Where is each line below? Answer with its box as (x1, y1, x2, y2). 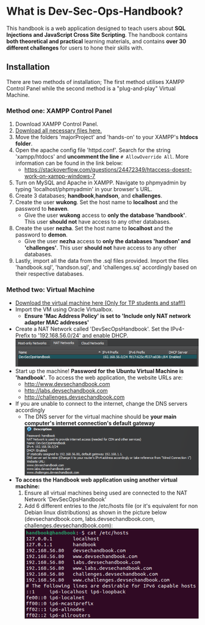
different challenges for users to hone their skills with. (6, 44, 144, 51)
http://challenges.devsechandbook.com (24, 393, 125, 401)
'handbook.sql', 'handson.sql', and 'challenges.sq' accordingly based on (15, 263, 197, 271)
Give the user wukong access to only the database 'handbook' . (24, 211, 187, 219)
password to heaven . (15, 205, 69, 213)
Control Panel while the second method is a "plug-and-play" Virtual (6, 85, 176, 92)
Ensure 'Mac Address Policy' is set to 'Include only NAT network (24, 312, 191, 320)
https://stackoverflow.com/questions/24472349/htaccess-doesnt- (24, 166, 192, 173)
